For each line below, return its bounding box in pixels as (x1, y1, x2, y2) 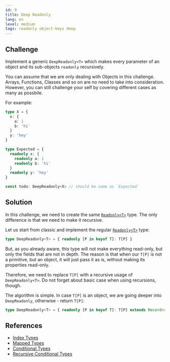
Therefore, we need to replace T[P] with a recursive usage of (5, 271, 133, 277)
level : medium (5, 21, 35, 27)
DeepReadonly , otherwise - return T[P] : (5, 297, 84, 304)
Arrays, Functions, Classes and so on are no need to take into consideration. (5, 79, 164, 85)
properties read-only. (5, 262, 50, 268)
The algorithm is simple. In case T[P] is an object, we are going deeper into (5, 292, 162, 298)
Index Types (12, 335, 38, 341)
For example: (5, 99, 33, 105)
